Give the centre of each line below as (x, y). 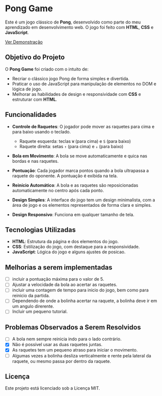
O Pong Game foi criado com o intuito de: (47, 69)
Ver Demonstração (24, 42)
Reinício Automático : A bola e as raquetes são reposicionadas (75, 185)
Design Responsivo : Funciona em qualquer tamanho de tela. (73, 214)
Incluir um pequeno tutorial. (40, 311)
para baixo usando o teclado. (41, 132)
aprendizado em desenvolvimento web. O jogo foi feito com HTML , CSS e (79, 27)
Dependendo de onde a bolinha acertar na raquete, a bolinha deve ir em (84, 301)
